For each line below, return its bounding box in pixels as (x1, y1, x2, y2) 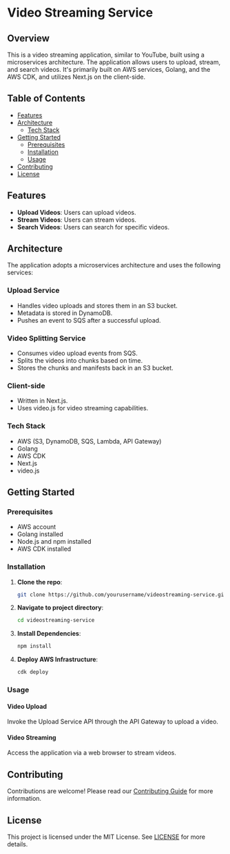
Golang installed (17, 530, 63, 538)
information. (7, 795, 42, 803)
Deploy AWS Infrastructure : (17, 655, 98, 664)
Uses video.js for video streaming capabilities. (17, 404, 149, 412)
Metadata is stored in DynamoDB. (17, 309, 113, 317)
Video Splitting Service (7, 333, 86, 343)
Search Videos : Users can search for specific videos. (17, 222, 170, 231)
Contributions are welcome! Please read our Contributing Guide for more (7, 787, 213, 795)
